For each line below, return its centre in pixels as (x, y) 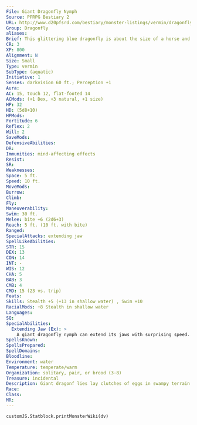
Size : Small (21, 61)
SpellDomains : (23, 351)
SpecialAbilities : (28, 323)
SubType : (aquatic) (30, 72)
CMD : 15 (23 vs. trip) (34, 291)
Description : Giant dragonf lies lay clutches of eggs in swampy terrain (98, 384)
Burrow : (16, 192)
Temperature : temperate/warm (42, 367)
